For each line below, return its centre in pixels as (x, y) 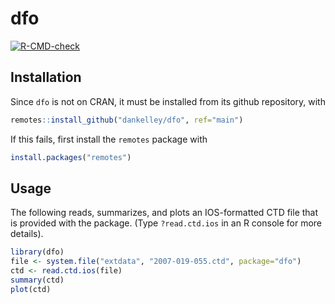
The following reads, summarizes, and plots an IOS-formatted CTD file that (164, 213)
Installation (46, 77)
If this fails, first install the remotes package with (109, 139)
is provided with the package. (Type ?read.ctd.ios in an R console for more (166, 223)
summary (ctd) (37, 280)
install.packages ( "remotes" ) (71, 157)
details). (27, 234)
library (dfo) (37, 252)
